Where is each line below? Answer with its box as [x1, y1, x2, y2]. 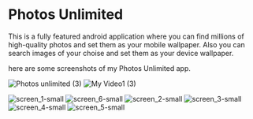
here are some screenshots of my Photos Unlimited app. [8, 63, 192, 73]
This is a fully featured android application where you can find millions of [8, 32, 244, 41]
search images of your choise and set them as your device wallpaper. [8, 48, 234, 58]
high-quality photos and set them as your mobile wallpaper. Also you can [8, 39, 246, 49]
